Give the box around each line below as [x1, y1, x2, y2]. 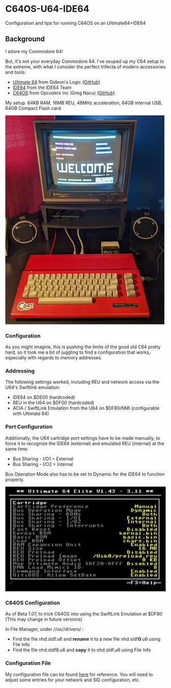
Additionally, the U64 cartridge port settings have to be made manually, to [5, 435, 160, 441]
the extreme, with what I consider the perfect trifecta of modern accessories [5, 63, 166, 69]
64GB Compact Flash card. [5, 105, 63, 111]
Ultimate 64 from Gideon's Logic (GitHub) [12, 79, 100, 85]
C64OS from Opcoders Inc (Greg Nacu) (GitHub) [12, 90, 116, 96]
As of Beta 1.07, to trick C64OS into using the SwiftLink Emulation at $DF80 [5, 611, 163, 617]
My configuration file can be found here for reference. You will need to [5, 671, 153, 677]
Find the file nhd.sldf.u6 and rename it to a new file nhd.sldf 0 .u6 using [12, 636, 161, 642]
